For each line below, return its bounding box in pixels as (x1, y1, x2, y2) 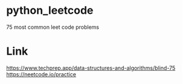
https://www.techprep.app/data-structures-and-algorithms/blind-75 (6, 64, 176, 71)
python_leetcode (6, 4, 94, 17)
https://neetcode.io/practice (6, 70, 77, 78)
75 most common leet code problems (6, 23, 100, 31)
